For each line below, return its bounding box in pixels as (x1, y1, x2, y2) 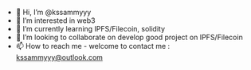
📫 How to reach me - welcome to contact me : (15, 42, 171, 50)
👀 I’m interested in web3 (15, 16, 96, 25)
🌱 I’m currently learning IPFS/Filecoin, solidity (15, 24, 166, 33)
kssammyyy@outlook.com (15, 53, 104, 62)
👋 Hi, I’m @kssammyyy (15, 8, 92, 17)
